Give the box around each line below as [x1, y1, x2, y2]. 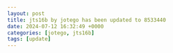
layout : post [7, 10, 45, 17]
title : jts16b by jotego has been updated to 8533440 [7, 17, 167, 23]
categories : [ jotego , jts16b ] [7, 29, 95, 36]
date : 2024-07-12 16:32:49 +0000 [7, 23, 104, 30]
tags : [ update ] [7, 36, 51, 43]
